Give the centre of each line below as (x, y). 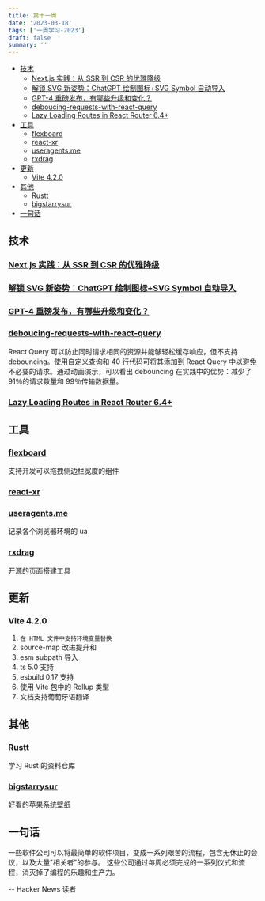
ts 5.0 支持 (36, 667)
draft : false (30, 38)
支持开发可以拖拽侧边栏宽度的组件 (64, 471)
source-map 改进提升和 (58, 647)
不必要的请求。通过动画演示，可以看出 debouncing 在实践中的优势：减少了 (130, 371)
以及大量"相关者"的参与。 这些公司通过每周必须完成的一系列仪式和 (130, 862)
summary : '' (28, 45)
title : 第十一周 (32, 15)
